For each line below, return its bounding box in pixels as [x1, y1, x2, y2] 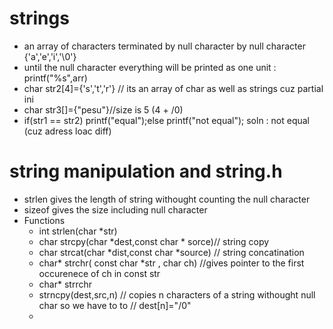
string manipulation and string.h [9, 160, 283, 183]
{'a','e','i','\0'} [23, 50, 77, 62]
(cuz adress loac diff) [23, 125, 112, 137]
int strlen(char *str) [38, 225, 118, 237]
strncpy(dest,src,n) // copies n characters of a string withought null [38, 288, 316, 301]
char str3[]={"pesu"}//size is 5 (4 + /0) [23, 103, 184, 116]
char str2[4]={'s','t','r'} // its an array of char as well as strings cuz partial [23, 82, 324, 94]
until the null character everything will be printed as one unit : [23, 61, 277, 73]
